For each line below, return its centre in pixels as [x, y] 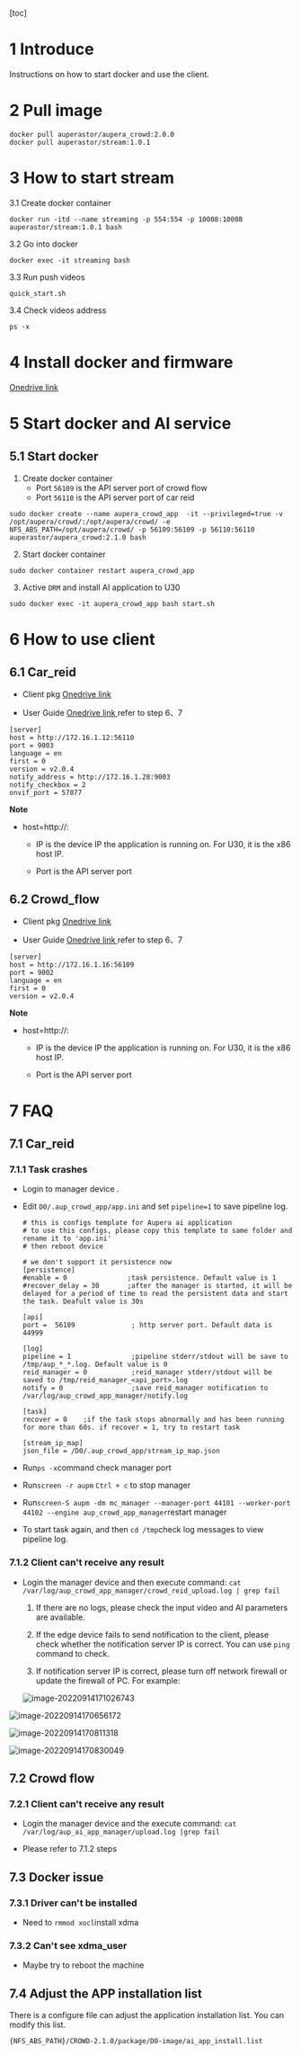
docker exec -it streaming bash [70, 260]
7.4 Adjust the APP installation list [106, 1993]
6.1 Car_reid [43, 672]
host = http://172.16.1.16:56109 [72, 965]
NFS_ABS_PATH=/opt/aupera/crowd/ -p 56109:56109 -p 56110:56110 [132, 530]
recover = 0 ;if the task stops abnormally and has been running [153, 1420]
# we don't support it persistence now [97, 1263]
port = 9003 [31, 746]
